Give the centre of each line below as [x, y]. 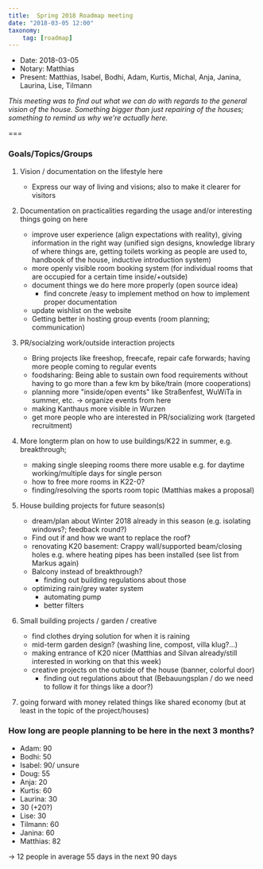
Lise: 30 [33, 816]
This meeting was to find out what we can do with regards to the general [128, 101]
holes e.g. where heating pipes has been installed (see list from [135, 554]
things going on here [54, 218]
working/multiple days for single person [97, 473]
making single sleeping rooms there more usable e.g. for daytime [138, 465]
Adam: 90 [36, 748]
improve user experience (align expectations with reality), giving [137, 234]
